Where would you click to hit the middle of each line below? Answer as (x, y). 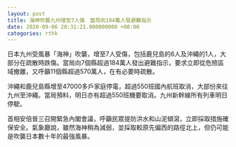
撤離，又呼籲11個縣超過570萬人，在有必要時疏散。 (86, 71)
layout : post (26, 14)
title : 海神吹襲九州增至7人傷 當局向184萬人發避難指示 (80, 20)
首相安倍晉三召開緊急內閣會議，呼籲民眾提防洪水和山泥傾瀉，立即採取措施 (115, 119)
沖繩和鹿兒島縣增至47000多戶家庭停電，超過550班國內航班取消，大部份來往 (118, 86)
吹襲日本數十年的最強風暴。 (53, 136)
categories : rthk (33, 33)
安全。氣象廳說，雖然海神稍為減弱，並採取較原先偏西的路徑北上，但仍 (114, 127)
